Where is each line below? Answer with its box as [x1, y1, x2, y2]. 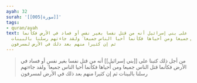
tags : [6, 19, 19, 25]
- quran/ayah [6, 25, 38, 31]
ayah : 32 [6, 8, 28, 15]
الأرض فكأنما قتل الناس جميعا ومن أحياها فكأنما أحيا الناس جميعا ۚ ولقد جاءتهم [20, 63, 187, 70]
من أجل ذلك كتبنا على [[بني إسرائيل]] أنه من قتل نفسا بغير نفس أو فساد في [20, 57, 186, 64]
